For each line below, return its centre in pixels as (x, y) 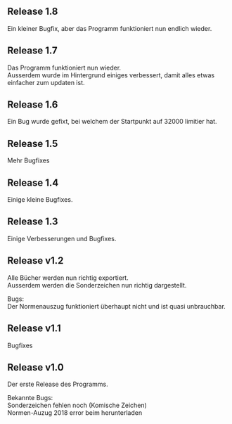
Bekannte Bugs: (30, 398)
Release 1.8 (33, 12)
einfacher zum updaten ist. (46, 82)
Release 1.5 (33, 143)
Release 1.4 (33, 182)
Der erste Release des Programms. (58, 384)
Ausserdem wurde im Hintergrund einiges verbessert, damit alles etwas (111, 75)
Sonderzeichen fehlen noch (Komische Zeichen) (77, 405)
